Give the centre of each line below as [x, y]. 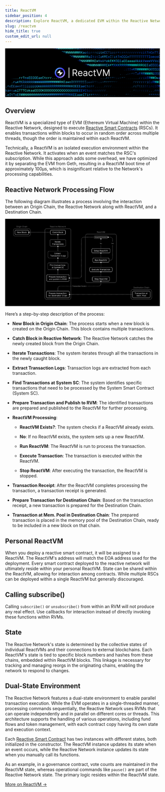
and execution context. [28, 729]
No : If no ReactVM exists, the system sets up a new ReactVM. [82, 437]
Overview [20, 111]
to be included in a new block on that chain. [56, 526]
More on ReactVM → [26, 784]
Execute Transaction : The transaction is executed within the [81, 456]
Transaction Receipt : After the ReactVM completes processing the [80, 485]
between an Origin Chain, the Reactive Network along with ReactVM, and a [81, 207]
